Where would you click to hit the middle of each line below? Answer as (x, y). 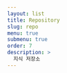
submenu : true (28, 40)
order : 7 (20, 46)
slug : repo (23, 26)
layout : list (26, 14)
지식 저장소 (27, 59)
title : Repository (33, 20)
